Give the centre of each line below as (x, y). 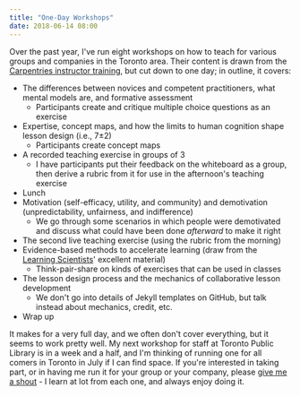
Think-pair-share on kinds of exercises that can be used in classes (159, 269)
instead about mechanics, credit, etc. (104, 306)
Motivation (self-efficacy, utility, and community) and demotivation (145, 202)
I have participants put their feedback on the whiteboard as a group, (161, 164)
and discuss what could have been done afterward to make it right (158, 230)
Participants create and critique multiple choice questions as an (153, 107)
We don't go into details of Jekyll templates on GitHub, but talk (151, 297)
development (47, 288)
